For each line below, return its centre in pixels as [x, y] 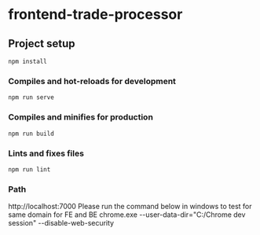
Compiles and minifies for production [81, 117]
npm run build [31, 134]
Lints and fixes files [46, 153]
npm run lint [29, 169]
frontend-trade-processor [95, 15]
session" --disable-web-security [61, 223]
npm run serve [31, 97]
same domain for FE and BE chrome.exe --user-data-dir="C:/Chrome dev [127, 215]
